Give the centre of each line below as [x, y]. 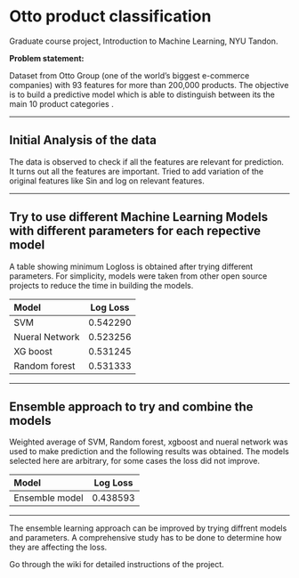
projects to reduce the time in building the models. [101, 285]
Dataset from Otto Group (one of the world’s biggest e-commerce [129, 75]
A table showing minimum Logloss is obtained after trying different [131, 266]
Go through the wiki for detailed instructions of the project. [117, 565]
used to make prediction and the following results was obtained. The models [149, 452]
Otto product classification [110, 16]
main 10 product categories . [61, 103]
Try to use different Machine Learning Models [139, 217]
